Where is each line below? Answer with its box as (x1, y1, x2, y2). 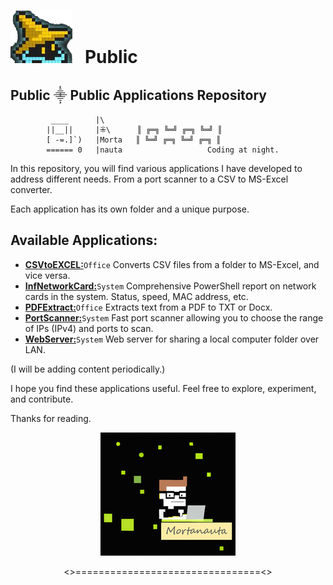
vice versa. (24, 269, 71, 281)
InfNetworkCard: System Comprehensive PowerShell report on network (24, 280, 317, 292)
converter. (10, 184, 53, 195)
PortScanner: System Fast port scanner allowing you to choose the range (24, 311, 324, 324)
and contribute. (10, 393, 74, 405)
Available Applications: (10, 232, 158, 249)
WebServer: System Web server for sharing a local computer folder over (24, 333, 320, 345)
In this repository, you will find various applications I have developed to (10, 163, 303, 174)
